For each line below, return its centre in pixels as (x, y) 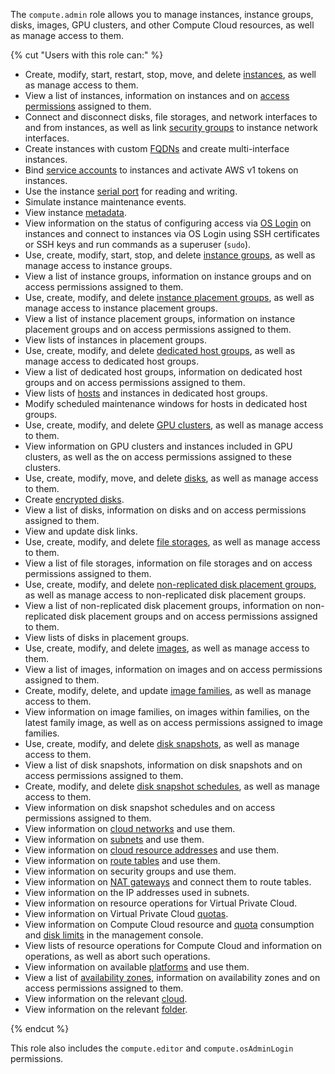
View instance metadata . (76, 212)
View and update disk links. (81, 531)
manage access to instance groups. (98, 265)
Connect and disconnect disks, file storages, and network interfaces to (171, 117)
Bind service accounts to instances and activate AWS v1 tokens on (161, 170)
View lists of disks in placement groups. (107, 637)
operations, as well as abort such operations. (117, 956)
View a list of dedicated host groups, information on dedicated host (163, 372)
